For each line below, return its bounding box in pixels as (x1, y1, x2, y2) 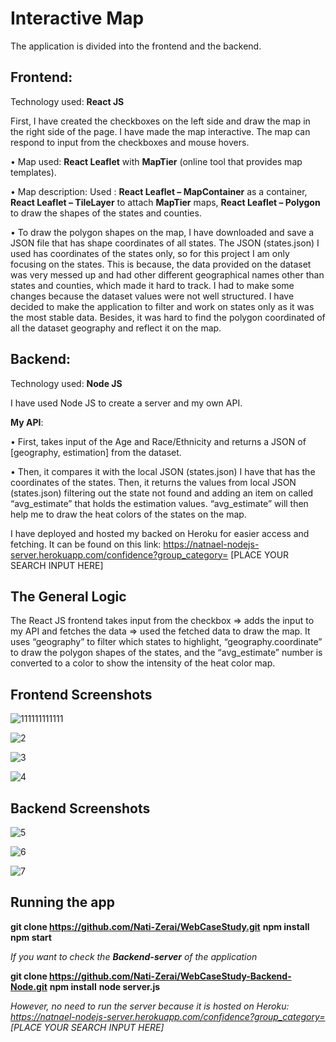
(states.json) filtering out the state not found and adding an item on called (10, 487, 314, 499)
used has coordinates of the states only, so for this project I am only (10, 247, 290, 259)
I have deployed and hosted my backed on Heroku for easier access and (10, 527, 310, 539)
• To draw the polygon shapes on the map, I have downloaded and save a (10, 226, 315, 238)
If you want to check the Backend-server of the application (10, 950, 258, 962)
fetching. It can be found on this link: (10, 538, 162, 550)
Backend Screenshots (10, 800, 151, 817)
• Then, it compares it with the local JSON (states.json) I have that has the (10, 465, 316, 477)
